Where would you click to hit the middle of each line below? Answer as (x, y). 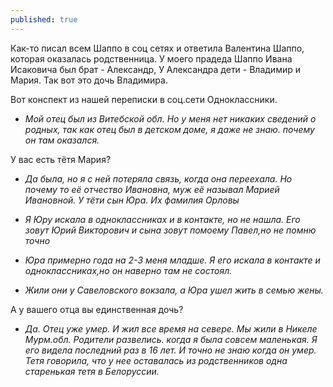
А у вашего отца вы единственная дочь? (97, 309)
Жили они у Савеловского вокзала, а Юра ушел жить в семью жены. (174, 290)
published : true (44, 19)
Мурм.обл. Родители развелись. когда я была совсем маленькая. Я (171, 339)
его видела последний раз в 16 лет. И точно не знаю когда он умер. (170, 350)
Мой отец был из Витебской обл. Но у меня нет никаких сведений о (170, 118)
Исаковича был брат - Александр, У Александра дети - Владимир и (155, 69)
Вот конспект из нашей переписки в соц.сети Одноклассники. (144, 99)
